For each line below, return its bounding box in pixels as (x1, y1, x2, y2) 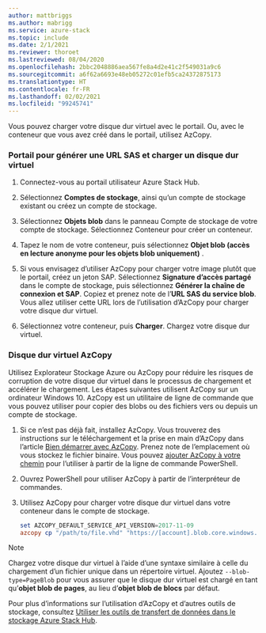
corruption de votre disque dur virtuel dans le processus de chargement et (8, 376, 252, 385)
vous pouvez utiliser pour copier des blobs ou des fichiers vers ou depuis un (8, 401, 258, 411)
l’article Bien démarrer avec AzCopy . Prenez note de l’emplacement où (19, 442, 250, 451)
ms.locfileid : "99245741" (8, 100, 93, 108)
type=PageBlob (8, 577, 55, 585)
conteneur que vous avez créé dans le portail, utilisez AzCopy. (8, 130, 212, 139)
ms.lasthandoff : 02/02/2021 (8, 93, 101, 100)
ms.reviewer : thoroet (8, 48, 80, 56)
